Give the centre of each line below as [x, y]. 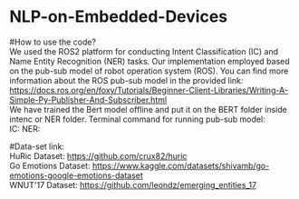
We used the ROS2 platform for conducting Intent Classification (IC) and [144, 51]
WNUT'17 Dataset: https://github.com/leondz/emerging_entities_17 [133, 184]
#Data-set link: [37, 146]
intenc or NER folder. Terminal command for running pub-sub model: [137, 119]
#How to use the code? [53, 42]
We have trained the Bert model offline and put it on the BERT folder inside [148, 109]
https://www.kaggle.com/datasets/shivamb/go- [181, 165]
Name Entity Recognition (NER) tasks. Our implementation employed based [149, 61]
